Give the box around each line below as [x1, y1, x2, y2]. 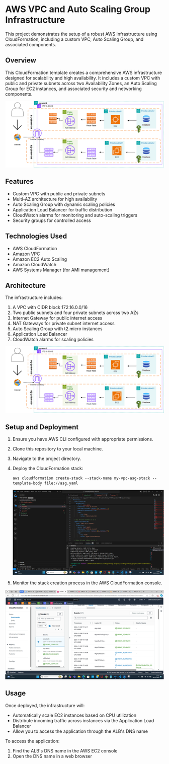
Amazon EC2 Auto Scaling [12, 256, 67, 262]
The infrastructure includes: [5, 294, 63, 300]
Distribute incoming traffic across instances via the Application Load [12, 717, 154, 723]
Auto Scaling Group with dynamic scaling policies [12, 201, 116, 207]
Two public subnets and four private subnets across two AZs [12, 310, 139, 316]
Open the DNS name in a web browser [12, 753, 92, 759]
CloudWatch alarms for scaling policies [12, 336, 94, 343]
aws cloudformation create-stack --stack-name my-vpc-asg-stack [12, 476, 150, 481]
